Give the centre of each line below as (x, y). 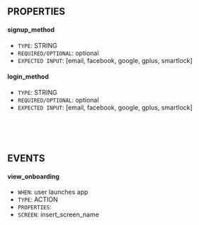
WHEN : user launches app (53, 192)
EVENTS (26, 158)
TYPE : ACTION (38, 200)
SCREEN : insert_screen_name (58, 214)
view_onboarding (34, 176)
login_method (28, 76)
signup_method (31, 29)
